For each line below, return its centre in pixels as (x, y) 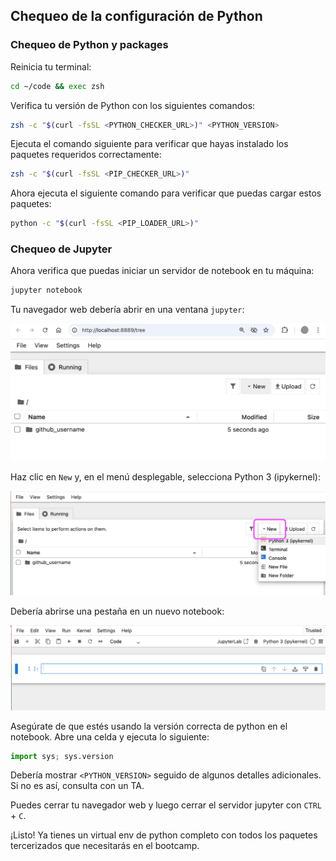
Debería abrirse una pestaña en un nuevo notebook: (117, 611)
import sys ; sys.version (62, 756)
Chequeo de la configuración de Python (136, 16)
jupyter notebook (46, 290)
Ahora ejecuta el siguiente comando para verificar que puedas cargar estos (166, 193)
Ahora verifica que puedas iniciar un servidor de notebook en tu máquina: (162, 271)
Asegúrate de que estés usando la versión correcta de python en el (149, 726)
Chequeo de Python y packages (89, 45)
